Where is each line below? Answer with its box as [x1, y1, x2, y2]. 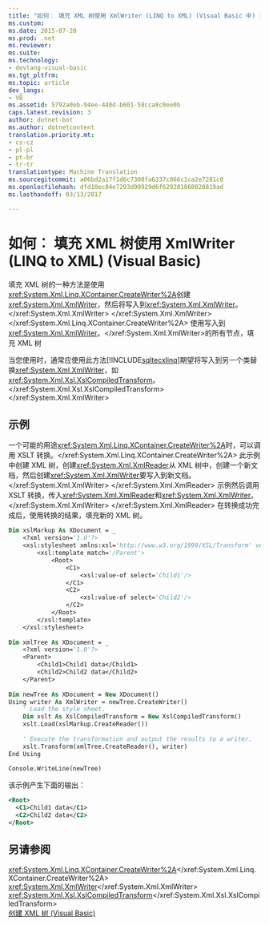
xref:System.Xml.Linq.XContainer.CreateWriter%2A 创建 [8, 289, 191, 299]
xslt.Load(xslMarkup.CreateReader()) [22, 720, 149, 729]
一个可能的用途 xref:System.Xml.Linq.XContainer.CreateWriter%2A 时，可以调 [8, 440, 261, 450]
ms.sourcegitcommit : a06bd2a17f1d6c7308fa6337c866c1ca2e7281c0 [8, 175, 224, 184]
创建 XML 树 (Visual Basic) [8, 908, 96, 918]
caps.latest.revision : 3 [8, 109, 91, 117]
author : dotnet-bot [8, 116, 74, 124]
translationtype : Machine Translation [8, 168, 138, 176]
